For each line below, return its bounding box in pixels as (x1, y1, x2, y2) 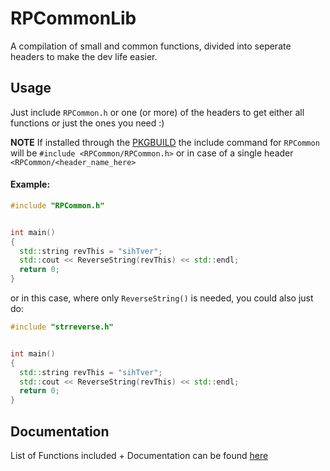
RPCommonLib (10, 7, 137, 30)
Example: (10, 178, 51, 191)
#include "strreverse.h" (10, 322, 114, 332)
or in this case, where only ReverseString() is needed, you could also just (10, 292, 314, 304)
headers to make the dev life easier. (10, 50, 158, 62)
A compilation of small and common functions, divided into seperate (10, 40, 292, 52)
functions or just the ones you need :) (10, 117, 165, 129)
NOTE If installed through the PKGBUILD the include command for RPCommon (10, 136, 320, 148)
